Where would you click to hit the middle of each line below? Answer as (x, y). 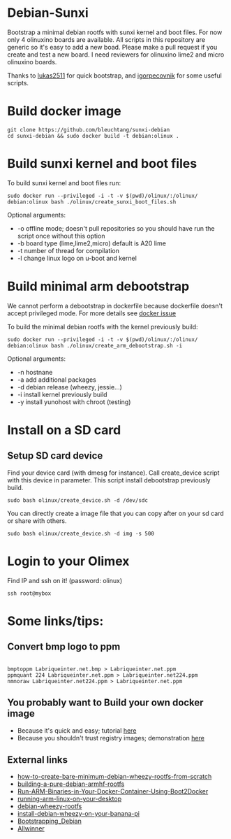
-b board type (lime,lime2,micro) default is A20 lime (91, 243)
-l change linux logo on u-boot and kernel (77, 258)
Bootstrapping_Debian (49, 821)
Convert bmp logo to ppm (64, 647)
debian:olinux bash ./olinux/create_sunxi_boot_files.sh (92, 202)
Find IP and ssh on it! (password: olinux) (65, 580)
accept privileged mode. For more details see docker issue (92, 313)
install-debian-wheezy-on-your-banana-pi (78, 814)
